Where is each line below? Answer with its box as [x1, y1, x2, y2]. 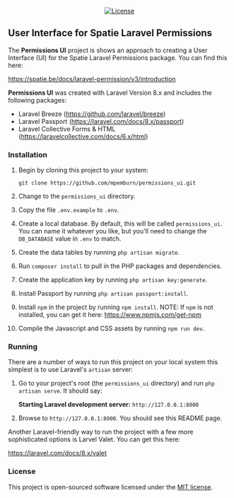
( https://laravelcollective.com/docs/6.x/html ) [18, 132, 148, 141]
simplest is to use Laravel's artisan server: [8, 365, 133, 374]
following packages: [8, 95, 67, 104]
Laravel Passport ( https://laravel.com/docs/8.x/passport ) [18, 117, 185, 125]
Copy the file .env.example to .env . [18, 206, 119, 214]
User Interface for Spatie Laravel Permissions [8, 27, 213, 39]
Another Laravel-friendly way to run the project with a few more [8, 428, 194, 436]
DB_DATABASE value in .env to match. [18, 234, 122, 243]
